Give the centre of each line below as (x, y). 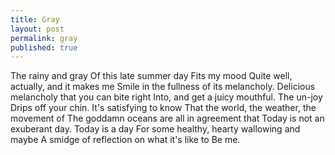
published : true (44, 47)
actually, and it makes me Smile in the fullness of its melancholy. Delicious (163, 87)
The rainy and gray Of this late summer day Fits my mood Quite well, (151, 76)
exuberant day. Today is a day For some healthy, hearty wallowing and (155, 129)
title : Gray (35, 19)
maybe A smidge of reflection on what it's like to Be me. (125, 140)
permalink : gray (44, 38)
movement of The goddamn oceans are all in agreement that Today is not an (167, 118)
